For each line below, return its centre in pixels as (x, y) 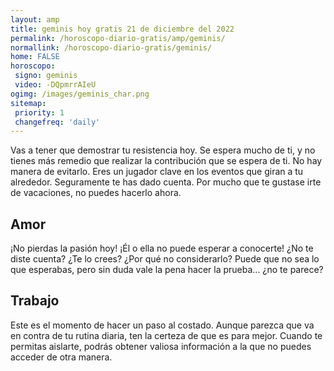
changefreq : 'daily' (57, 122)
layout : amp (35, 19)
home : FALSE (35, 57)
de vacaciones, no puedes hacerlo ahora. (96, 193)
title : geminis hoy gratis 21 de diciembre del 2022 (122, 29)
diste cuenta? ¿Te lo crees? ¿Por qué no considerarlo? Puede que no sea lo (165, 259)
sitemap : (28, 103)
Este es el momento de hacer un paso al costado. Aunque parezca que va (162, 325)
